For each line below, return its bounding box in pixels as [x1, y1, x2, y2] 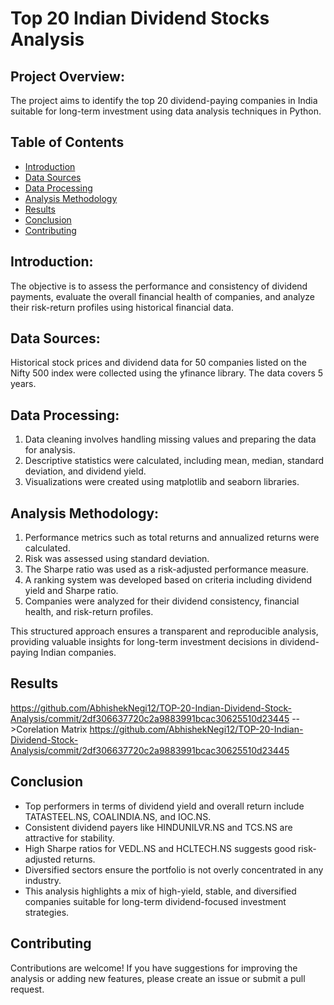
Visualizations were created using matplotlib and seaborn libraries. [24, 476, 300, 488]
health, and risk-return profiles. [24, 606, 154, 618]
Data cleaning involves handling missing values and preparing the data [24, 433, 317, 446]
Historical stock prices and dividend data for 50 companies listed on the [10, 357, 307, 369]
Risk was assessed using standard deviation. [24, 553, 210, 565]
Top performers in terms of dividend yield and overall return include [24, 800, 305, 812]
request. [10, 983, 45, 995]
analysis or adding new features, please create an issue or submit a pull [10, 972, 306, 984]
